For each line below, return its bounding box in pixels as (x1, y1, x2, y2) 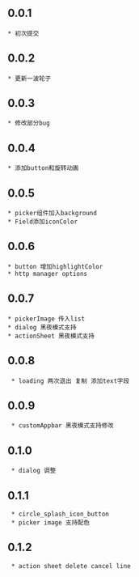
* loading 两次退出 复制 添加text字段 (11, 376, 130, 385)
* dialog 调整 (11, 467, 57, 475)
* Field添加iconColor (7, 218, 78, 226)
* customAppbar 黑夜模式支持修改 (11, 422, 114, 430)
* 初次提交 (7, 29, 40, 37)
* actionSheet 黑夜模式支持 (7, 332, 95, 340)
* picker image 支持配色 (11, 518, 91, 527)
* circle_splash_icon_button (11, 510, 110, 518)
